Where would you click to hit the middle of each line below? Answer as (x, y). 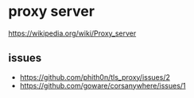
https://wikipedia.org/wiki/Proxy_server (72, 33)
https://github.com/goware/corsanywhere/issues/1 (103, 85)
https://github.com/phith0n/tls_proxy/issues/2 (95, 77)
